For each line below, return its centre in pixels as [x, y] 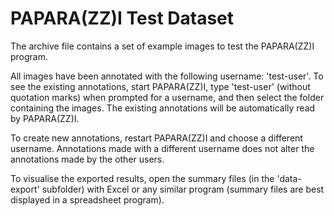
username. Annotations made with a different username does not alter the [162, 148]
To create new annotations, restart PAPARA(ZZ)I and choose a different [156, 138]
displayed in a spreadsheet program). [87, 199]
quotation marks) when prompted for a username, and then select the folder [167, 97]
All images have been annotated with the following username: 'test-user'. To [167, 76]
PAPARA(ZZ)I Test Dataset [122, 18]
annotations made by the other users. [87, 159]
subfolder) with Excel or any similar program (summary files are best [183, 189]
